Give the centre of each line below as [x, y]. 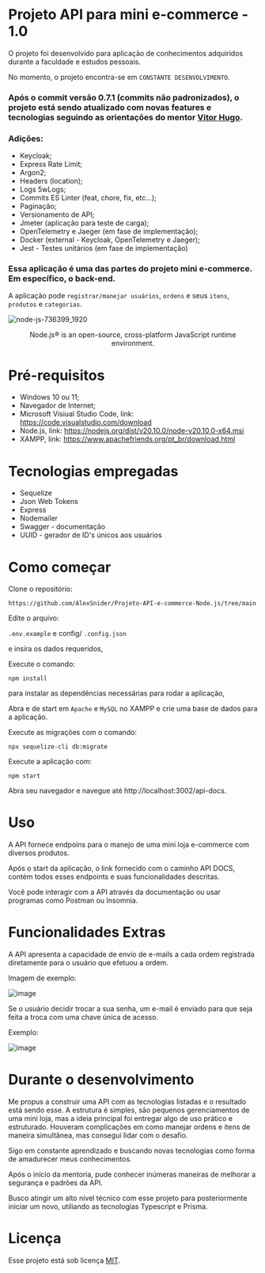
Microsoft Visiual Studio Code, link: [77, 414]
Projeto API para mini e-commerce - [129, 15]
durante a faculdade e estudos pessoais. [74, 62]
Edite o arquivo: [34, 618]
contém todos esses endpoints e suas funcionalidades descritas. [114, 877]
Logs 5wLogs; [43, 189]
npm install [28, 679]
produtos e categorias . [45, 304]
